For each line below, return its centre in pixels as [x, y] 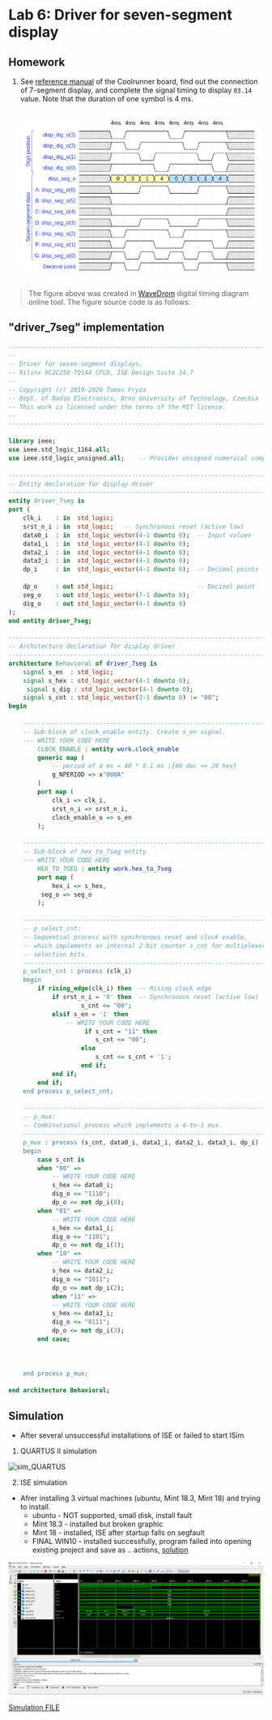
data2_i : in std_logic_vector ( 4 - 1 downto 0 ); [106, 552]
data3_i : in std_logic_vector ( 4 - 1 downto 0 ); [106, 561]
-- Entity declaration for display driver [81, 484]
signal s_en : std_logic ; [68, 672]
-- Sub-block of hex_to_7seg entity [85, 852]
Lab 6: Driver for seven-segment [120, 15]
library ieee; [32, 441]
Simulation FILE [34, 1708]
